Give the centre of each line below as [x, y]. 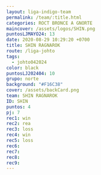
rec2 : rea [19, 124]
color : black [23, 68]
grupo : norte [23, 79]
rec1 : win [19, 118]
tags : [13, 57]
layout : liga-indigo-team [38, 12]
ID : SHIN [17, 101]
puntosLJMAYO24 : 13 [31, 34]
